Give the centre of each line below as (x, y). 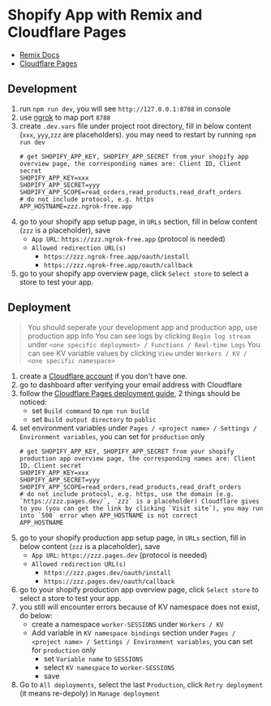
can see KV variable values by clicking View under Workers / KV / (137, 353)
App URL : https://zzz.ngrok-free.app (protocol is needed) (129, 238)
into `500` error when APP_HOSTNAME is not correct (108, 515)
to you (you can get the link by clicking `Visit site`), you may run (141, 508)
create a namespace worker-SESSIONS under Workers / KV (127, 624)
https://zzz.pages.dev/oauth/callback (109, 582)
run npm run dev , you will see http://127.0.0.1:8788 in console (125, 108)
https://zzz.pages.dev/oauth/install (107, 573)
